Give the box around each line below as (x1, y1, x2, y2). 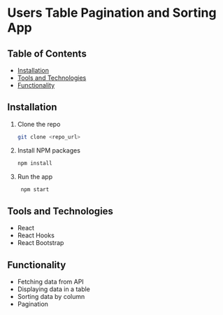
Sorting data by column (17, 293, 85, 301)
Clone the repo (17, 120, 61, 128)
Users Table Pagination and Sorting (7, 5, 217, 21)
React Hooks (17, 231, 55, 239)
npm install (17, 160, 52, 167)
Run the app (17, 172, 53, 181)
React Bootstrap (17, 239, 64, 247)
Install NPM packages (17, 146, 80, 155)
